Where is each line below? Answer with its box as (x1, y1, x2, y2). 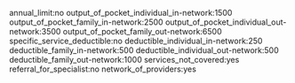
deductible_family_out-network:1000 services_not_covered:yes (9, 55, 240, 64)
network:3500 (9, 26, 61, 36)
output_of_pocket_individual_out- (164, 17, 287, 27)
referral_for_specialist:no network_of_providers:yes (9, 64, 197, 74)
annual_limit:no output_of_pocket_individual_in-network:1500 (9, 8, 233, 18)
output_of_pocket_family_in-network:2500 (9, 17, 163, 27)
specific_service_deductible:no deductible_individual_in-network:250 (9, 35, 263, 46)
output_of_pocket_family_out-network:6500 (62, 26, 222, 36)
